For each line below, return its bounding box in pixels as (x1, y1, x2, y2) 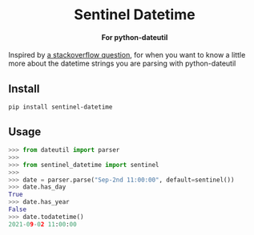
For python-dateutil (101, 32, 168, 42)
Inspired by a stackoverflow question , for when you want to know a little (8, 50, 246, 60)
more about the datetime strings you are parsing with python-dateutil (8, 58, 236, 69)
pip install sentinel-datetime (8, 103, 113, 111)
